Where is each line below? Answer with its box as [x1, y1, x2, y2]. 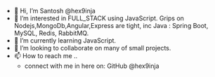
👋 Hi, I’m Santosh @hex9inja [13, 7, 96, 15]
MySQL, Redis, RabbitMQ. [13, 29, 89, 37]
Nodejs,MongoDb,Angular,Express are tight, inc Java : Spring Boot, [13, 22, 209, 29]
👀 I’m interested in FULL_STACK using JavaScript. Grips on [13, 14, 185, 22]
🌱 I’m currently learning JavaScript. [13, 36, 117, 45]
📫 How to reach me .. [13, 52, 78, 59]
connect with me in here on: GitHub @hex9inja [24, 62, 159, 70]
